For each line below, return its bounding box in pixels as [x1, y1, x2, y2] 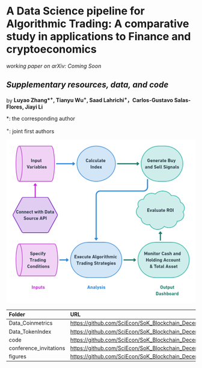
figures [8, 353, 27, 360]
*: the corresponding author [6, 115, 76, 122]
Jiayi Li [25, 103, 43, 110]
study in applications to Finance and [6, 30, 191, 43]
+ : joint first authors [6, 127, 55, 135]
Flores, [6, 103, 24, 110]
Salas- [174, 97, 191, 104]
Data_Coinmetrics [8, 319, 53, 327]
